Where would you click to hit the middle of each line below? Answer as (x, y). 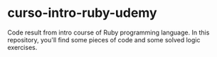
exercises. (22, 47)
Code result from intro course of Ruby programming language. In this (108, 32)
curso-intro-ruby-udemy (83, 13)
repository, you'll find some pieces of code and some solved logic (104, 39)
